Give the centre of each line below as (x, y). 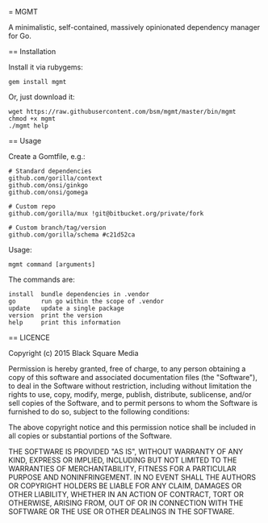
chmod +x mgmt (32, 119)
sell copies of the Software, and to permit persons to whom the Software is (133, 403)
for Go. (20, 36)
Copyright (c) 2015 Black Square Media (73, 353)
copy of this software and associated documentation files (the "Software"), (133, 377)
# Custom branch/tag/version (57, 228)
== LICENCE (29, 337)
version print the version (56, 316)
